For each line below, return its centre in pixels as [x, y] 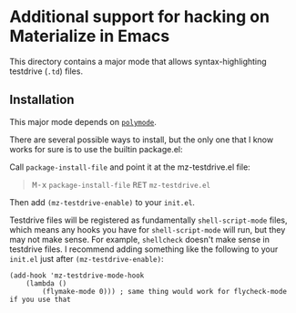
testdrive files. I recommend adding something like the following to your [144, 249]
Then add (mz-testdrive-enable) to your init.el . [102, 202]
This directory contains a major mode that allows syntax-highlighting [138, 61]
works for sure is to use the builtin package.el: [96, 149]
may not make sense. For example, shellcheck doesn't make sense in [140, 239]
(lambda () [46, 283]
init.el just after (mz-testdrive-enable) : [87, 258]
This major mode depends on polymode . [83, 121]
